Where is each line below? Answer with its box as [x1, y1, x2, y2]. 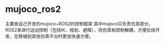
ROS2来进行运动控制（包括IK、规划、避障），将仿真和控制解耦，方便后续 [5, 26, 156, 33]
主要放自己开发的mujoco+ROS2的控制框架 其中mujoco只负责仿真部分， [5, 20, 153, 26]
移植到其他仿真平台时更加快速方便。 [18, 33, 94, 39]
